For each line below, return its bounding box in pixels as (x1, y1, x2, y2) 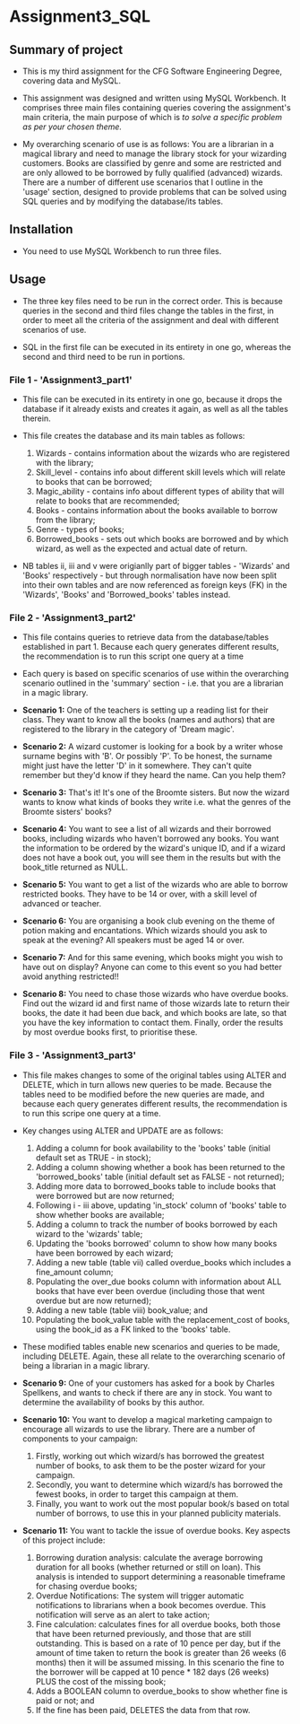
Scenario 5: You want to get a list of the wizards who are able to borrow (21, 880, 288, 890)
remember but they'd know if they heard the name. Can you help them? (21, 770, 287, 781)
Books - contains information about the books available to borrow (35, 504, 278, 515)
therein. (21, 413, 51, 424)
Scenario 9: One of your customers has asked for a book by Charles (21, 1378, 275, 1388)
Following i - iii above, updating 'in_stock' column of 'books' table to (35, 1200, 287, 1211)
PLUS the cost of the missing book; (35, 1676, 167, 1686)
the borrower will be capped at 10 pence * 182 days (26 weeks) (35, 1667, 270, 1677)
